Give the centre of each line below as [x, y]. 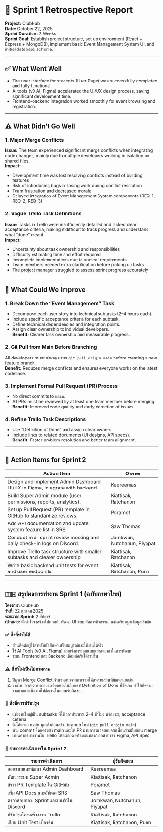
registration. [24, 106]
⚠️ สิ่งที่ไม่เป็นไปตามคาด [27, 669]
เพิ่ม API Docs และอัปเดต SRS [38, 793]
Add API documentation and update [48, 523]
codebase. [16, 373]
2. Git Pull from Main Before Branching [51, 347]
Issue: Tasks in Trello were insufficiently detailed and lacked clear [71, 224]
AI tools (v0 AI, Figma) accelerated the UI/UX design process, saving [81, 91]
